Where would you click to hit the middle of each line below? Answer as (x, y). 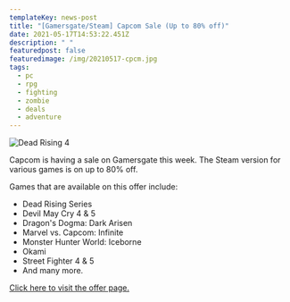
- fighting (37, 92)
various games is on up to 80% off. (74, 170)
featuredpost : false (48, 51)
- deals (32, 109)
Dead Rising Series (57, 204)
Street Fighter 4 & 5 (58, 261)
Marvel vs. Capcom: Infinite (73, 232)
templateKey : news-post (54, 17)
